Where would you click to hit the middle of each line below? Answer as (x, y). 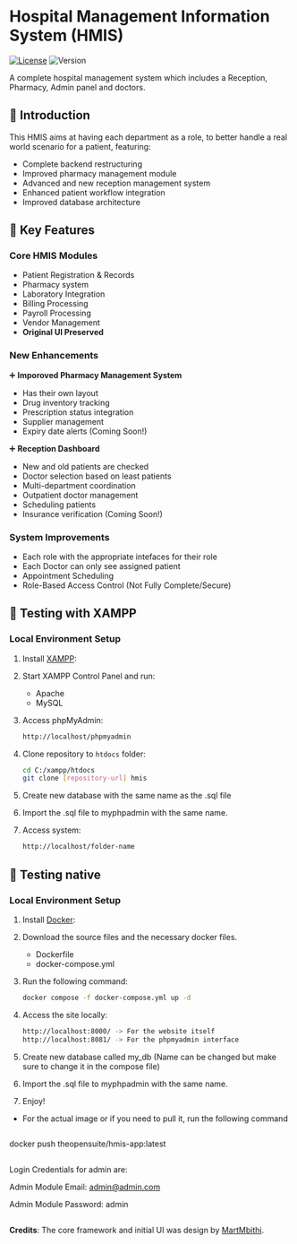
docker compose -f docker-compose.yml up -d (106, 998)
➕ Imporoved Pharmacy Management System (96, 375)
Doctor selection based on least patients (97, 476)
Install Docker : (49, 920)
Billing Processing (55, 304)
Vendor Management (61, 323)
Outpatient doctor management (80, 495)
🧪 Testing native (55, 874)
